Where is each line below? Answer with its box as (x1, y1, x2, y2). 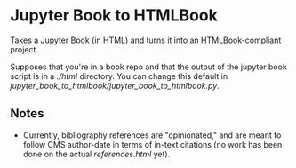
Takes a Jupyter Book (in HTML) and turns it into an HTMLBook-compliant (10, 35, 282, 45)
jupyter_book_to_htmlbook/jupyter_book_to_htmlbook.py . (10, 80, 220, 91)
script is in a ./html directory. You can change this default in (10, 70, 228, 81)
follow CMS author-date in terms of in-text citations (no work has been (22, 139, 283, 149)
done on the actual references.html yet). (22, 148, 171, 159)
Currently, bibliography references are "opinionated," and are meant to (22, 130, 282, 140)
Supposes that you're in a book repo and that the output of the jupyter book (10, 61, 287, 72)
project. (10, 44, 39, 54)
